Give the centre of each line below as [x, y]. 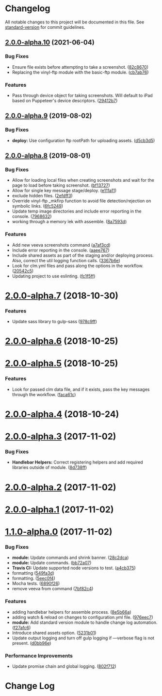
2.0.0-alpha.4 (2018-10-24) [62, 414]
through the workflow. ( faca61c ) [44, 394]
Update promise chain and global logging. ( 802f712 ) [64, 666]
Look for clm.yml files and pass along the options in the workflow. [78, 266]
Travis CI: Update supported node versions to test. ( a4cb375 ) [74, 568]
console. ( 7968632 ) [32, 216]
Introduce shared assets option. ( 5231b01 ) [54, 633]
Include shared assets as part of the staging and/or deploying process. [83, 255]
